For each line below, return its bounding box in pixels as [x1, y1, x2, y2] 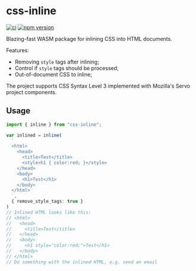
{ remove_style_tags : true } [11, 199, 83, 205]
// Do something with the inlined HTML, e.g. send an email [6, 259, 158, 265]
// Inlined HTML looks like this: [6, 209, 92, 215]
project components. [6, 88, 57, 95]
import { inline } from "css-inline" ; [6, 122, 102, 127]
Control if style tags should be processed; [14, 64, 119, 72]
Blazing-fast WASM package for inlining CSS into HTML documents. [6, 35, 173, 42]
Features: [6, 46, 30, 54]
